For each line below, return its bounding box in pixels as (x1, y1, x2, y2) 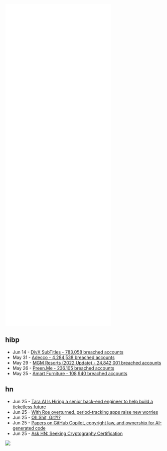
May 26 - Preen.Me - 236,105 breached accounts (12, 365, 114, 371)
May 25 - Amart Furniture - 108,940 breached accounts (12, 370, 128, 376)
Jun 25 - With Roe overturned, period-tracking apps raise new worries (12, 409, 158, 415)
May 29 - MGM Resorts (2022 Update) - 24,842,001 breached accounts (12, 359, 161, 366)
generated (12, 425, 34, 431)
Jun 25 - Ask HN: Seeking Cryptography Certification (12, 430, 123, 436)
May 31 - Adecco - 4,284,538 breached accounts (12, 354, 115, 360)
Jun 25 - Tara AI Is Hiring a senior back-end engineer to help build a (12, 398, 153, 404)
